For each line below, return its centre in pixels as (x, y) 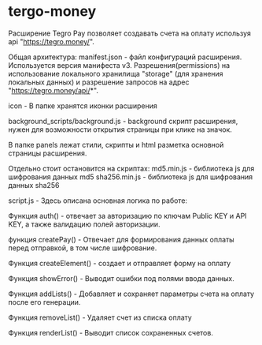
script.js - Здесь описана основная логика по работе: (98, 201)
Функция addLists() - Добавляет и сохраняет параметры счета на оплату (131, 294)
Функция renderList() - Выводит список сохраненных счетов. (111, 332)
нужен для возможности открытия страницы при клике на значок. (120, 129)
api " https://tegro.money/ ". (51, 41)
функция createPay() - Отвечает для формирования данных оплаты (121, 239)
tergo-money (52, 11)
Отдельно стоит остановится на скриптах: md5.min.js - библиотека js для (131, 168)
